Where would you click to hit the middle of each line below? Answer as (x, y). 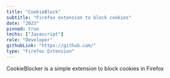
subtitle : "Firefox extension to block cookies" (69, 18)
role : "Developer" (29, 40)
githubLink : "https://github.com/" (51, 46)
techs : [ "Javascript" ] (35, 34)
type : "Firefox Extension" (40, 51)
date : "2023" (23, 23)
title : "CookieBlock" (34, 12)
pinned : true (23, 29)
